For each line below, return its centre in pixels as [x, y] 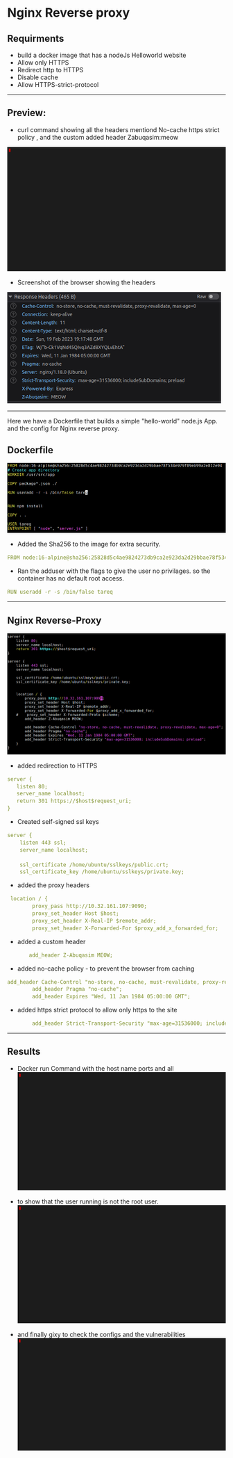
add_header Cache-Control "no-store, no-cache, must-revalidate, [103, 982]
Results [24, 1052]
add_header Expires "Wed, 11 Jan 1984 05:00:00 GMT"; [111, 997]
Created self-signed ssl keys [58, 821]
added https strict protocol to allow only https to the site [97, 1010]
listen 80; [32, 786]
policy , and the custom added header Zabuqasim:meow [98, 137]
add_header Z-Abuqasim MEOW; [71, 955]
